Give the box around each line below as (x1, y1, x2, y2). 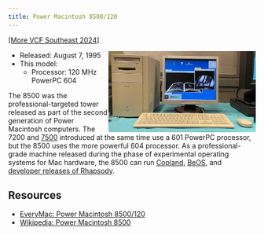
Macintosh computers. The (8, 124, 96, 134)
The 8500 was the (8, 90, 68, 100)
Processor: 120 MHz (31, 67, 97, 76)
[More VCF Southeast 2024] (8, 35, 100, 45)
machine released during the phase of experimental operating (28, 149, 229, 159)
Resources (8, 189, 62, 202)
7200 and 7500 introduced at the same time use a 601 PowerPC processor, (8, 132, 251, 141)
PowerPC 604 (31, 75, 77, 85)
